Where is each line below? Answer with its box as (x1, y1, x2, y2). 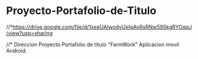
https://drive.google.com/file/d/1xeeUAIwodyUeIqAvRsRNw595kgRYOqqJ (12, 23, 192, 30)
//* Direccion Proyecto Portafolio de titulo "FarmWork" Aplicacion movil (6, 41, 179, 48)
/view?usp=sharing (6, 29, 53, 36)
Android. (6, 47, 27, 54)
